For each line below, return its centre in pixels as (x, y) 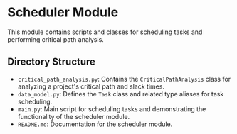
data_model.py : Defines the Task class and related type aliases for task (121, 94)
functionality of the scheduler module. (74, 116)
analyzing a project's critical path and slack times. (91, 86)
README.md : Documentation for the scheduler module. (95, 124)
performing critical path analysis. (56, 39)
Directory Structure (52, 62)
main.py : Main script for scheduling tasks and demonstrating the (112, 109)
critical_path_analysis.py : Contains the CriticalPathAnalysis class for (124, 79)
